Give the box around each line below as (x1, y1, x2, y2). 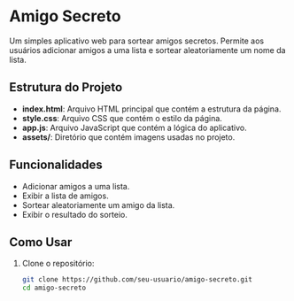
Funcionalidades (9, 158, 104, 173)
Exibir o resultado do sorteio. (21, 209, 128, 220)
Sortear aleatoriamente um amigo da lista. (21, 199, 175, 210)
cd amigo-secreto (21, 283, 87, 293)
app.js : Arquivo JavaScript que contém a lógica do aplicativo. (21, 122, 247, 133)
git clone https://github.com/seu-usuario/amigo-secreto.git (21, 275, 253, 284)
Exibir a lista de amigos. (21, 190, 109, 201)
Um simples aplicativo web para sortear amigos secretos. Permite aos (9, 35, 264, 46)
